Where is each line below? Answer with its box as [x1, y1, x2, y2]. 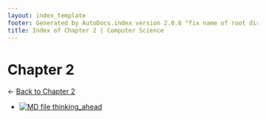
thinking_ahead [52, 102, 102, 112]
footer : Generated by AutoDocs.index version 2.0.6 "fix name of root [7, 19, 246, 27]
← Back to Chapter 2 [7, 86, 76, 96]
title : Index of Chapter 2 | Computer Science [7, 26, 164, 34]
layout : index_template [7, 11, 87, 20]
